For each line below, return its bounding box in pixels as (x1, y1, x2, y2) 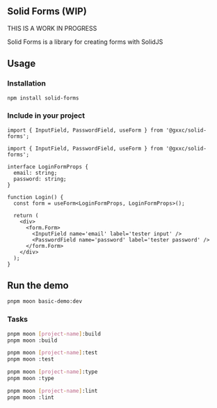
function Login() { (7, 194, 64, 201)
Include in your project (7, 111, 86, 120)
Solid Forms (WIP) (7, 6, 87, 17)
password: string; (13, 175, 67, 182)
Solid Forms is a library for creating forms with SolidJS (7, 38, 163, 46)
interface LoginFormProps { (7, 163, 89, 170)
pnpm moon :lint (7, 393, 54, 401)
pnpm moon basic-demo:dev (7, 298, 82, 305)
